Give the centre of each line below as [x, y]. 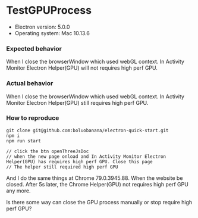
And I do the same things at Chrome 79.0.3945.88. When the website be [95, 178]
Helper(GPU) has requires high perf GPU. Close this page [79, 161]
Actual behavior [30, 83]
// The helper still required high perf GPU [62, 167]
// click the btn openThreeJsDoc [48, 151]
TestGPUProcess [49, 10]
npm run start [24, 141]
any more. [18, 191]
